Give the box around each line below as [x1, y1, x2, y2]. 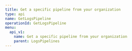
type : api [5, 12, 25, 17]
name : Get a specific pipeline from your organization [14, 34, 128, 39]
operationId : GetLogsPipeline [5, 20, 67, 26]
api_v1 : [9, 30, 25, 34]
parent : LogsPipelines [14, 39, 60, 44]
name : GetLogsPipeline [5, 16, 51, 21]
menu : [5, 25, 16, 30]
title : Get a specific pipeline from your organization [5, 7, 121, 12]
